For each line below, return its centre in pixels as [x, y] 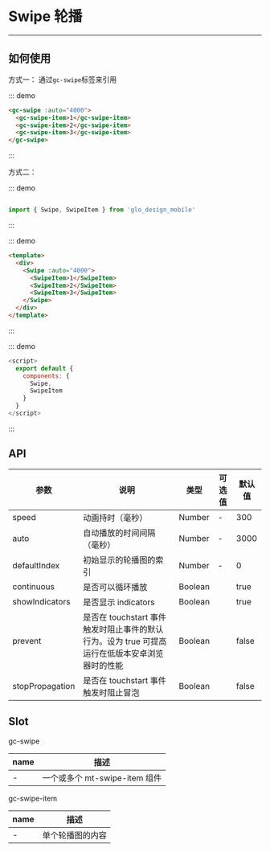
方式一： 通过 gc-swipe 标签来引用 [63, 79]
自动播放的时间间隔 [119, 533]
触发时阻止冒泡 [111, 692]
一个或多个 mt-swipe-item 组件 [102, 778]
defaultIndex [36, 565]
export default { [45, 368]
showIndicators [41, 601]
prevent [27, 641]
